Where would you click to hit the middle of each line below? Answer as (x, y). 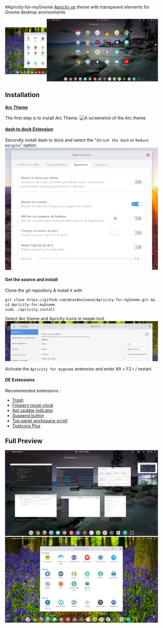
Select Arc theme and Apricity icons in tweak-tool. (55, 318)
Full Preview (24, 441)
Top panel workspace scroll (40, 420)
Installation (22, 95)
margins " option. (21, 145)
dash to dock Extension (29, 129)
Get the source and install (32, 280)
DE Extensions (20, 380)
